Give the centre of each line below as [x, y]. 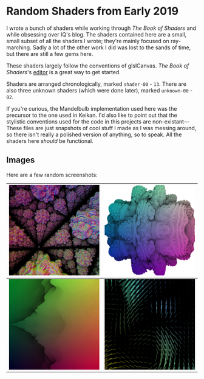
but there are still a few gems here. [50, 54]
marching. [19, 47]
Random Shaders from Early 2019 [93, 11]
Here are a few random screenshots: [52, 175]
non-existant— [171, 121]
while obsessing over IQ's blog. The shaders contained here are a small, [97, 34]
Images [21, 160]
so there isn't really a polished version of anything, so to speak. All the [94, 134]
